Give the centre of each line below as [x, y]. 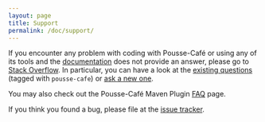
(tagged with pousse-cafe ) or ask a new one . [81, 79]
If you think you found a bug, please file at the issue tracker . [107, 109]
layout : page [30, 16]
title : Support [33, 23]
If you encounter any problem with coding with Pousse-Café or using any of [132, 53]
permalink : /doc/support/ [51, 30]
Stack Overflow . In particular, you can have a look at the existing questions [131, 70]
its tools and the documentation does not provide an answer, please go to [129, 61]
